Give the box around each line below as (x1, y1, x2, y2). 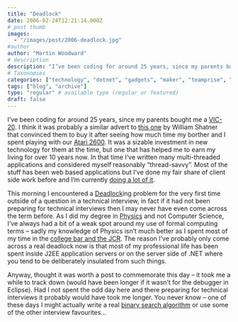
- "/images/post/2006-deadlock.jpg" (13, 37, 122, 44)
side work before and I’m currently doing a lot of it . (7, 176, 156, 184)
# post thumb (7, 23, 46, 30)
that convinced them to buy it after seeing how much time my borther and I (7, 130, 226, 139)
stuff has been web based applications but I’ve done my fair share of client (7, 168, 226, 176)
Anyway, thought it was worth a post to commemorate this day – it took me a (7, 270, 231, 279)
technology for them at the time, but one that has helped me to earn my (7, 146, 216, 154)
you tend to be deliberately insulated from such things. (7, 257, 167, 265)
